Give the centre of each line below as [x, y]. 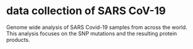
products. [18, 40]
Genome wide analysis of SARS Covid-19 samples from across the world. [97, 27]
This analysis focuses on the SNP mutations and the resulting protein [92, 33]
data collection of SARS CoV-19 [86, 11]
